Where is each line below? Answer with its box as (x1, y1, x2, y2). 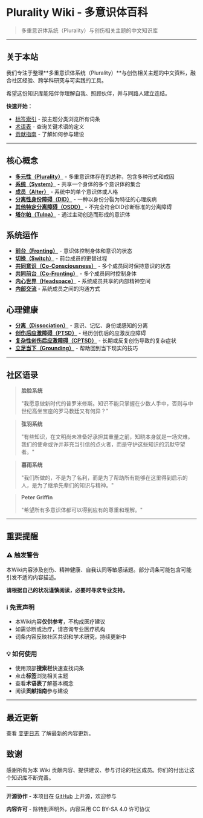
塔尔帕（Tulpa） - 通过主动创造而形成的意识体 (14, 210, 131, 218)
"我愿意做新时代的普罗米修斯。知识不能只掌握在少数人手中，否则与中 (21, 400, 193, 407)
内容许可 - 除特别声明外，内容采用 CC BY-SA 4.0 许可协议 (6, 805, 150, 813)
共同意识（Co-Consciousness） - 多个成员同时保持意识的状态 (14, 262, 171, 270)
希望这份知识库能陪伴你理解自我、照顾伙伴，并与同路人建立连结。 (6, 89, 170, 97)
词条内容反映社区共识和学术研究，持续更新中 (14, 633, 127, 640)
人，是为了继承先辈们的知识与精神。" (21, 482, 114, 488)
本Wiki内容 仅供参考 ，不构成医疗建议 (14, 617, 106, 625)
